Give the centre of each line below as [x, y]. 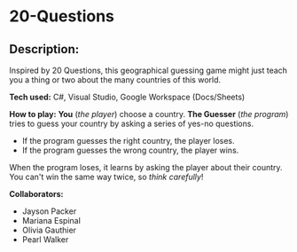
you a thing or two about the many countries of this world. [115, 80]
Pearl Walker [45, 240]
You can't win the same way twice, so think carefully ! [106, 177]
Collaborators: [36, 194]
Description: [44, 49]
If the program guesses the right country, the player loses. [128, 141]
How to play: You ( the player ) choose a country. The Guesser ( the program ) [149, 114]
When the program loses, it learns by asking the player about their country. [146, 167]
